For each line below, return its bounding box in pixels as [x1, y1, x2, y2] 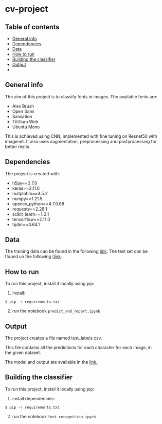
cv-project [5, 3, 49, 15]
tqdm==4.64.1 [12, 221, 40, 227]
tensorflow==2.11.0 [12, 216, 50, 222]
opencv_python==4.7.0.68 [12, 201, 65, 206]
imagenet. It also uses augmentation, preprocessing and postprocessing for [5, 138, 157, 144]
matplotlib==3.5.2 [12, 190, 48, 196]
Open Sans [12, 108, 35, 114]
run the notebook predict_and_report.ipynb [12, 308, 101, 314]
